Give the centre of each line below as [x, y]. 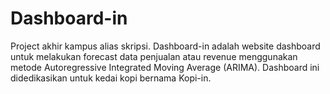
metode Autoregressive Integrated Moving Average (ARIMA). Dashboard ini [165, 67]
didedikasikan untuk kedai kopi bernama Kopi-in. [111, 78]
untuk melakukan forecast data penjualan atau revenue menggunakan [154, 56]
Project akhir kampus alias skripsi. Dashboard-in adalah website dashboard [165, 46]
